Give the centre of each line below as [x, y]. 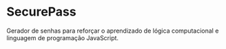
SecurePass [41, 12]
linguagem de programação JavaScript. [62, 37]
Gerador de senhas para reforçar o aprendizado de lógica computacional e [113, 31]
